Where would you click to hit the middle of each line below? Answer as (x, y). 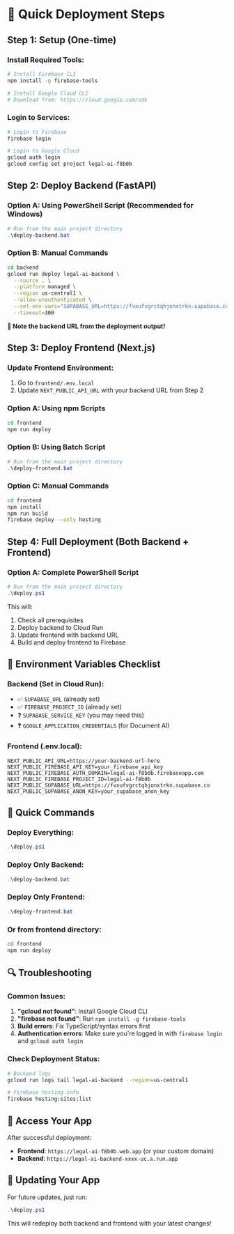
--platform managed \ (45, 287)
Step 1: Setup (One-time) (62, 40)
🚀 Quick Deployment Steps (86, 14)
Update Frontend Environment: (61, 368)
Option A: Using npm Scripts (56, 408)
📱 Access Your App (50, 1121)
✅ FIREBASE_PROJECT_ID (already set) (69, 707)
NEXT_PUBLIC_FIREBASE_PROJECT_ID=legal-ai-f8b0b (79, 779)
